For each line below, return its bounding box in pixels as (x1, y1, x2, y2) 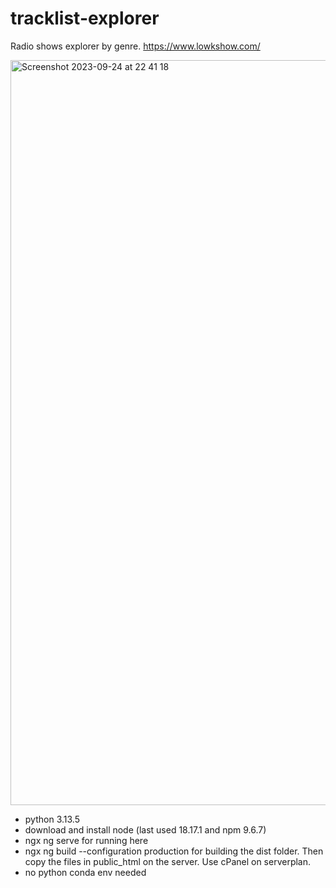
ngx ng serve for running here (24, 834, 149, 846)
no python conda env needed (24, 866, 147, 878)
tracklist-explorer (10, 7, 160, 30)
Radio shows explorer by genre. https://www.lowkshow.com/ (10, 40, 261, 52)
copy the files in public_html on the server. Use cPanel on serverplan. (24, 855, 312, 867)
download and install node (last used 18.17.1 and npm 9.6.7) (24, 823, 267, 836)
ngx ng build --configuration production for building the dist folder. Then (24, 845, 324, 857)
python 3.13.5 (24, 813, 80, 825)
